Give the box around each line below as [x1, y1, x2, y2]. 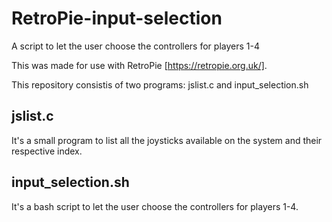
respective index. [11, 145, 83, 157]
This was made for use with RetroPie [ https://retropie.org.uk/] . [11, 59, 268, 71]
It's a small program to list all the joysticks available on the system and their [11, 134, 323, 146]
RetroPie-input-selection [11, 7, 223, 30]
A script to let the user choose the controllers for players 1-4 [11, 40, 260, 52]
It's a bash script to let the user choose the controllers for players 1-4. [11, 200, 299, 212]
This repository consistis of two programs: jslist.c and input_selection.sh [11, 78, 309, 91]
